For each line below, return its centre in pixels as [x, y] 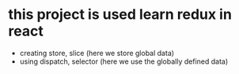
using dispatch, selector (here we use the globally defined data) [124, 61]
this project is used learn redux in [120, 15]
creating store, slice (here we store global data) [97, 53]
